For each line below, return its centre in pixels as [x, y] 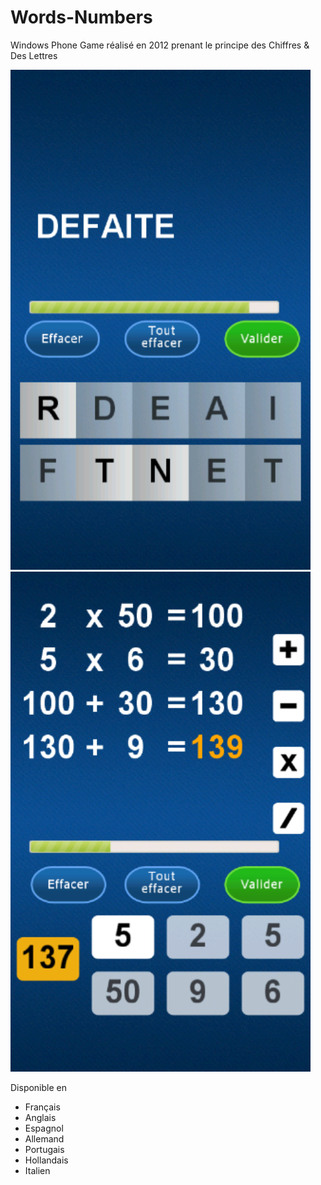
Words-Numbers [81, 17]
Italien [37, 1170]
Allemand [44, 1138]
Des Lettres [34, 55]
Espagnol [44, 1128]
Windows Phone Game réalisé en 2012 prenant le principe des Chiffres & [160, 45]
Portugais [44, 1149]
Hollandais [46, 1160]
